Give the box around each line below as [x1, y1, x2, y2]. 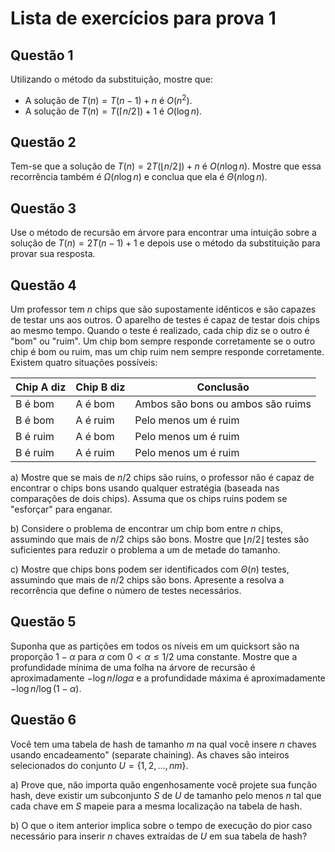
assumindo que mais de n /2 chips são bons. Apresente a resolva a [10, 574, 285, 586]
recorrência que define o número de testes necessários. [10, 585, 242, 597]
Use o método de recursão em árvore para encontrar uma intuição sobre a [10, 227, 317, 239]
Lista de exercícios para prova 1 [10, 7, 277, 30]
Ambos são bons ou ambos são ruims [134, 397, 312, 411]
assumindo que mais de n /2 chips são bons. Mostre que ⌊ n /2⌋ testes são [10, 533, 310, 546]
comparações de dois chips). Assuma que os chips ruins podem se [10, 493, 288, 505]
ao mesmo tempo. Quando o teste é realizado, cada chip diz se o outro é [10, 325, 310, 337]
